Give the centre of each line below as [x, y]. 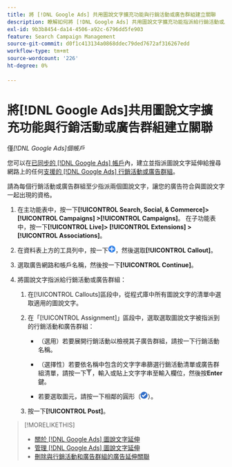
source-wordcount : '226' [43, 59]
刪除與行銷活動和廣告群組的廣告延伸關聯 [92, 456]
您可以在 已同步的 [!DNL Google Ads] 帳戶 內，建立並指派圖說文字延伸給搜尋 [114, 163]
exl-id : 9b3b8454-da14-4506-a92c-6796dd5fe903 [75, 29]
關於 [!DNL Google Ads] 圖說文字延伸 [87, 439]
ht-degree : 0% [28, 66]
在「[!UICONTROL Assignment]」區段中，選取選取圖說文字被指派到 [124, 318]
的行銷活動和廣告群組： [61, 326]
